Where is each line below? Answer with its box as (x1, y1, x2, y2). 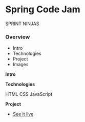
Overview (5, 33, 30, 40)
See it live (12, 111, 34, 117)
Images (12, 62, 29, 68)
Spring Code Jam (5, 4, 80, 15)
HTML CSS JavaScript (5, 91, 53, 97)
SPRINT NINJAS (5, 21, 39, 27)
